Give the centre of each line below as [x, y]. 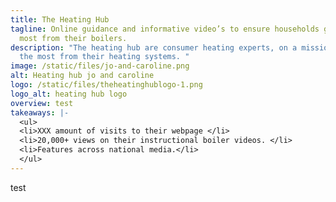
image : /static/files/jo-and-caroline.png [100, 66]
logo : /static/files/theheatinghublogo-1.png [106, 85]
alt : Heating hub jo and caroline [82, 76]
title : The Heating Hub [60, 19]
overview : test [42, 103]
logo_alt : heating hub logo [69, 94]
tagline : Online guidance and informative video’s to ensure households [165, 29]
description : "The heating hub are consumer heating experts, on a [154, 47]
